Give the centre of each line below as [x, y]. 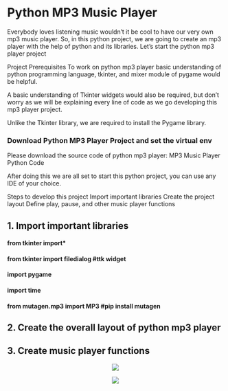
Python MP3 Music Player [82, 13]
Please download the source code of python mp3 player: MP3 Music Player [114, 155]
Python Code [26, 163]
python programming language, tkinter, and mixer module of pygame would [114, 74]
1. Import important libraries [68, 226]
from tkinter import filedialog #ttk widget [67, 258]
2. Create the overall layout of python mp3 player [114, 327]
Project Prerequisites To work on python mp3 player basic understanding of [114, 67]
